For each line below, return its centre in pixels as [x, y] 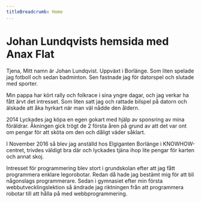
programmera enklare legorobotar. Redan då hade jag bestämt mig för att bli [100, 174]
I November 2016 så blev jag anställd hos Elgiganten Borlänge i [84, 144]
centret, [16, 150]
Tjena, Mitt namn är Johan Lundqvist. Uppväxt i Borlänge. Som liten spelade [100, 71]
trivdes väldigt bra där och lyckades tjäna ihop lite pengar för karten [111, 150]
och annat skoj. [25, 156]
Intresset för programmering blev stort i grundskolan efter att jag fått [91, 168]
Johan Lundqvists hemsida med [88, 41]
